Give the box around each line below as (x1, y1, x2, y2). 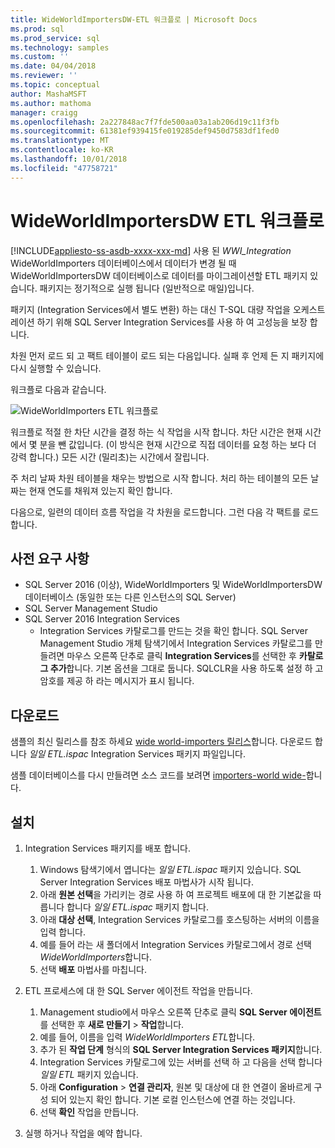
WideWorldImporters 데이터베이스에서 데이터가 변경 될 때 (10, 257, 237, 269)
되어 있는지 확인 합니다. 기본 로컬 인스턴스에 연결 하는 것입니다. (50, 1094, 296, 1105)
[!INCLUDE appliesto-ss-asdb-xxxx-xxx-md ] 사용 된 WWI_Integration (10, 244, 292, 256)
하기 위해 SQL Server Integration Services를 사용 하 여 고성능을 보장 (36, 316, 308, 328)
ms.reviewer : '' (10, 71, 78, 81)
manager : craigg (10, 107, 78, 118)
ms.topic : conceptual (10, 80, 101, 90)
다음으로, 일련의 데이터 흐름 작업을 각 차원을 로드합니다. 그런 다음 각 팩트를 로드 (10, 506, 320, 518)
